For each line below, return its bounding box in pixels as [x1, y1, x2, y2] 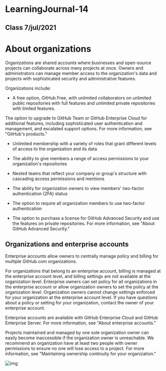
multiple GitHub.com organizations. [5, 259, 77, 265]
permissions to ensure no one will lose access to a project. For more [5, 346, 145, 352]
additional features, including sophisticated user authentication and [5, 120, 143, 126]
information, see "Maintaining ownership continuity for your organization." [5, 351, 156, 357]
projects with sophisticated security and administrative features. [5, 76, 136, 82]
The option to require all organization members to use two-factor [12, 200, 145, 206]
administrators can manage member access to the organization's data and [5, 70, 157, 76]
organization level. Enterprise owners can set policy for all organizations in [5, 278, 157, 284]
